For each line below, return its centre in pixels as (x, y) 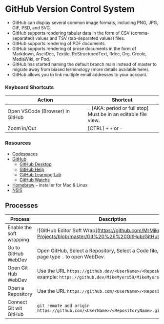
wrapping (18, 240)
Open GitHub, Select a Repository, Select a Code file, (98, 251)
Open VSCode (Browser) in (39, 111)
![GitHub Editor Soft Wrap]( (68, 231)
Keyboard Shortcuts (30, 87)
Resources (18, 143)
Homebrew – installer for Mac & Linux (50, 185)
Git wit (15, 308)
